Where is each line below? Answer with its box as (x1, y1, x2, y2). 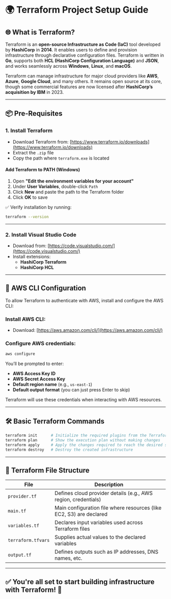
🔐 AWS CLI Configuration (5, 284, 87, 293)
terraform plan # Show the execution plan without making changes (5, 438, 160, 443)
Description (94, 481, 124, 488)
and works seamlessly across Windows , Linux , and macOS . (5, 63, 132, 69)
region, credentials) (54, 496, 101, 503)
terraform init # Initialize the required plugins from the (5, 433, 147, 438)
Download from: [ (12, 243, 50, 249)
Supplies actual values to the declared (54, 534, 146, 541)
